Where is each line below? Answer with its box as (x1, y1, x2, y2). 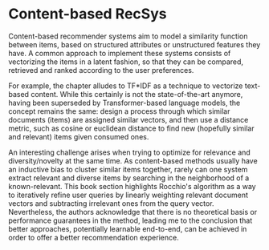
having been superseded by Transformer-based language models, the (8, 98, 241, 107)
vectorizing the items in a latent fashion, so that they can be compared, (8, 57, 243, 67)
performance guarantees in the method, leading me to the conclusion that (8, 216, 253, 225)
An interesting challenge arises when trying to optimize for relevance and (8, 147, 251, 157)
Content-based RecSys (8, 5, 167, 23)
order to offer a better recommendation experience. (8, 232, 179, 242)
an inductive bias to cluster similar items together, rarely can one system (8, 164, 248, 174)
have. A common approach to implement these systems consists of (8, 48, 231, 58)
